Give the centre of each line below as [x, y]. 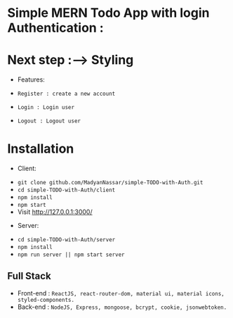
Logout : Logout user [49, 121]
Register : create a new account [66, 94]
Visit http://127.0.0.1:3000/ [55, 212]
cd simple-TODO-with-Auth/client [66, 190]
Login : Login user [46, 108]
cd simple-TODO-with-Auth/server [66, 240]
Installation [41, 149]
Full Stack [29, 276]
